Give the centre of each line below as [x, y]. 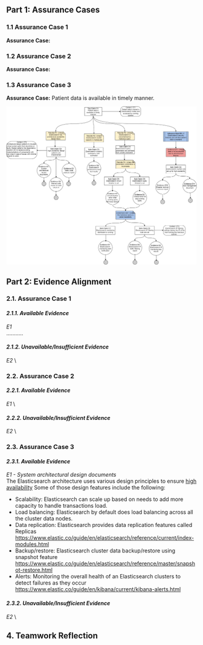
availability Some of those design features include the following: [86, 488]
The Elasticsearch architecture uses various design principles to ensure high [101, 481]
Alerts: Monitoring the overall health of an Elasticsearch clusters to [98, 577]
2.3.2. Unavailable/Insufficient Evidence [58, 603]
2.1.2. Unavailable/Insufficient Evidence [58, 347]
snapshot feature [36, 557]
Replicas [26, 531]
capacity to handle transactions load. [61, 506]
